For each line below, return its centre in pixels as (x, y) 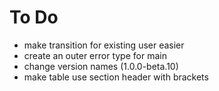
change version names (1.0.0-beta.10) (101, 66)
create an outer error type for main (95, 55)
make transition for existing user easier (104, 45)
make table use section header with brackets (116, 77)
